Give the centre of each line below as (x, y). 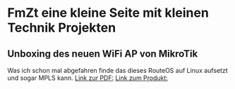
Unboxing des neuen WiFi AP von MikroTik (103, 54)
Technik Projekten (62, 28)
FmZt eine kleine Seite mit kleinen (108, 13)
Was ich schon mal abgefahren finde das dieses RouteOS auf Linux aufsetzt (117, 70)
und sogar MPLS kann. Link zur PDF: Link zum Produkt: (88, 78)
